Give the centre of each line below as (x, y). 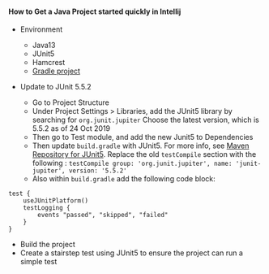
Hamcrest (49, 63)
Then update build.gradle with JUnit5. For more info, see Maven (141, 146)
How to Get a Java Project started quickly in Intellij (95, 11)
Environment (41, 29)
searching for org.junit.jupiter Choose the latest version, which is (145, 120)
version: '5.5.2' (98, 171)
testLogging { (47, 208)
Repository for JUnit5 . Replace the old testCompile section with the (144, 154)
